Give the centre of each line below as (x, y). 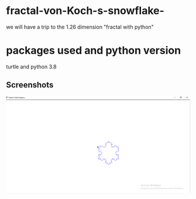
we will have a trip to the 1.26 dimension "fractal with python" (80, 27)
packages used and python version (94, 50)
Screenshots (30, 85)
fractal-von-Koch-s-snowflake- (85, 11)
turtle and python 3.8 (31, 67)
